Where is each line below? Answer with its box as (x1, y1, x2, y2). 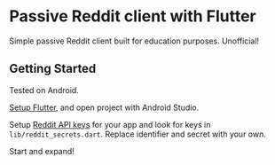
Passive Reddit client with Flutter (9, 6, 256, 27)
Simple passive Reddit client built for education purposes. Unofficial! (9, 35, 260, 46)
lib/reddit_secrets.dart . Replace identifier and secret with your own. (9, 129, 266, 139)
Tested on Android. (9, 84, 80, 95)
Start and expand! (9, 145, 75, 156)
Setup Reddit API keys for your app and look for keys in (9, 119, 211, 130)
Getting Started (9, 61, 97, 76)
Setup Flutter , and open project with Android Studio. (9, 102, 200, 113)
